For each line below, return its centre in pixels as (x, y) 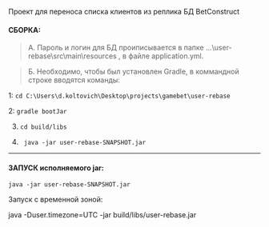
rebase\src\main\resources (72, 56)
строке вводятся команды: (74, 80)
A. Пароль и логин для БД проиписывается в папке (116, 48)
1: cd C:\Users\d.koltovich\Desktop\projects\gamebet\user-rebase (119, 96)
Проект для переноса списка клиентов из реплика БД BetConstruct (124, 12)
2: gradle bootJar (38, 111)
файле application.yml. (166, 56)
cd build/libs (43, 127)
